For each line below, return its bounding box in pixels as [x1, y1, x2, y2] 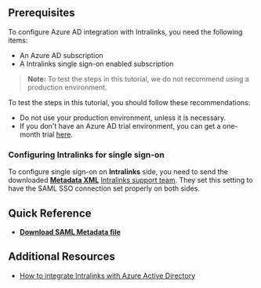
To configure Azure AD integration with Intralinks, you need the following [8, 27, 243, 36]
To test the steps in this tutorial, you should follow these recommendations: [8, 97, 251, 107]
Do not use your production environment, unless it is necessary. [19, 113, 226, 122]
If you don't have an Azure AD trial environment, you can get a [19, 121, 221, 130]
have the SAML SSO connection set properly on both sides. [8, 184, 200, 193]
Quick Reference [8, 206, 92, 220]
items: [8, 35, 28, 45]
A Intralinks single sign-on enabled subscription [19, 59, 174, 68]
